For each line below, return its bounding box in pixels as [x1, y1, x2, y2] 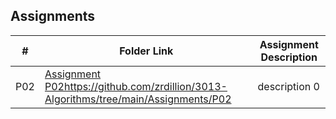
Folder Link [119, 44, 174, 58]
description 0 [257, 79, 320, 93]
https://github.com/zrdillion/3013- [63, 79, 228, 93]
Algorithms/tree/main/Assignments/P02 [44, 92, 232, 106]
